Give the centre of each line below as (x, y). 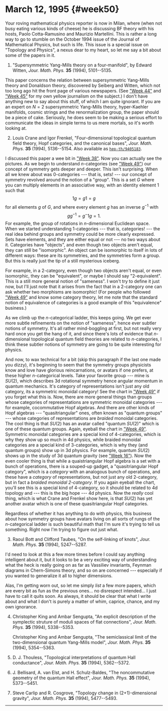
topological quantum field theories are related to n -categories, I (96, 339)
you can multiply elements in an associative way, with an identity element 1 (82, 185)
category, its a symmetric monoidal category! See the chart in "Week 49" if (82, 392)
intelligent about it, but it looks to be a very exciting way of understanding (81, 560)
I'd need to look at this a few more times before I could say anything (75, 555)
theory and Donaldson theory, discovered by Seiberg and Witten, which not (83, 85)
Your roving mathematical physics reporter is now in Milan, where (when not (84, 23)
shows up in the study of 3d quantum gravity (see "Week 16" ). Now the (78, 456)
